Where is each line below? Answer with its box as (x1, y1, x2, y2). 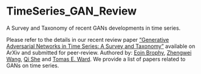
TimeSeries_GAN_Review (6, 4, 137, 18)
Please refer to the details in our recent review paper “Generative (6, 36, 169, 43)
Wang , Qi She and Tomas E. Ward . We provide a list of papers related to (6, 55, 186, 62)
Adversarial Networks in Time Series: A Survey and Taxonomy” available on (6, 42, 196, 50)
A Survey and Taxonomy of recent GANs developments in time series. (6, 24, 181, 32)
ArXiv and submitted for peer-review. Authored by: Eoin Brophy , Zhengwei (6, 49, 192, 56)
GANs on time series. (6, 62, 60, 69)
